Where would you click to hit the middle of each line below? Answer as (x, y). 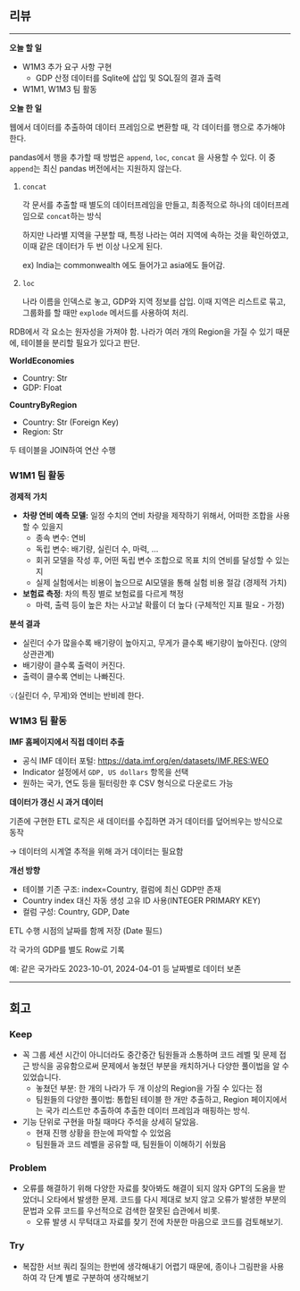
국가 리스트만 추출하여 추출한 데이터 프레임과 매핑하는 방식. (147, 1110)
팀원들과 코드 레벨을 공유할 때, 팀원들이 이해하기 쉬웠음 (131, 1144)
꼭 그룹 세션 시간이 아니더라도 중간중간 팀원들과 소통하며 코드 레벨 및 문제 (150, 1055)
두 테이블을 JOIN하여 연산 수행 (62, 450)
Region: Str (43, 431)
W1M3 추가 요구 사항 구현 (67, 66)
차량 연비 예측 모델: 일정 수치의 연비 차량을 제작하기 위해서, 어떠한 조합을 (148, 516)
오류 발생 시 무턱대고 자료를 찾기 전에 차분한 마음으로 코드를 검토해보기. (159, 1222)
